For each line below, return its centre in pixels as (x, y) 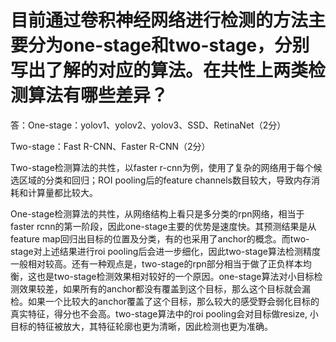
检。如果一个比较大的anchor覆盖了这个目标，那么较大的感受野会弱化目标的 (165, 301)
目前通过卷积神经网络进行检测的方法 (159, 20)
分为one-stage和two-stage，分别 (169, 45)
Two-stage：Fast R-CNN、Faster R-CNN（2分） (110, 146)
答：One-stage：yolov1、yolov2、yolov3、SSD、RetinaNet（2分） (148, 125)
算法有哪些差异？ (98, 95)
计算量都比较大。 (62, 192)
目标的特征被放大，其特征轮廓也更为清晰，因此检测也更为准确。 (141, 326)
